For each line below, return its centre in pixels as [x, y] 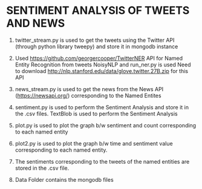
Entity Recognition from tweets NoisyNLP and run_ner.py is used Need [103, 65]
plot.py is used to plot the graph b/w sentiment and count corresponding [106, 125]
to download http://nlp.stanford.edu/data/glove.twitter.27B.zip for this [102, 71]
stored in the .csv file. [42, 168]
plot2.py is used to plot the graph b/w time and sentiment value [94, 143]
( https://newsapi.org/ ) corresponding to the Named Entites [88, 95]
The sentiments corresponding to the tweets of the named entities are [102, 161]
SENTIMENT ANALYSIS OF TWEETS [98, 11]
